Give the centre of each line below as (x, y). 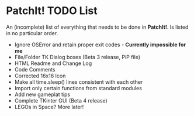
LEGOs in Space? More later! (49, 107)
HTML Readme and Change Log (53, 63)
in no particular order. (32, 33)
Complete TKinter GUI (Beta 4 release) (61, 100)
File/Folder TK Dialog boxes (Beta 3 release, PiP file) (77, 57)
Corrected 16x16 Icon (40, 76)
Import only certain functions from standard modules (78, 88)
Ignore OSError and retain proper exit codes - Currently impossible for (100, 45)
